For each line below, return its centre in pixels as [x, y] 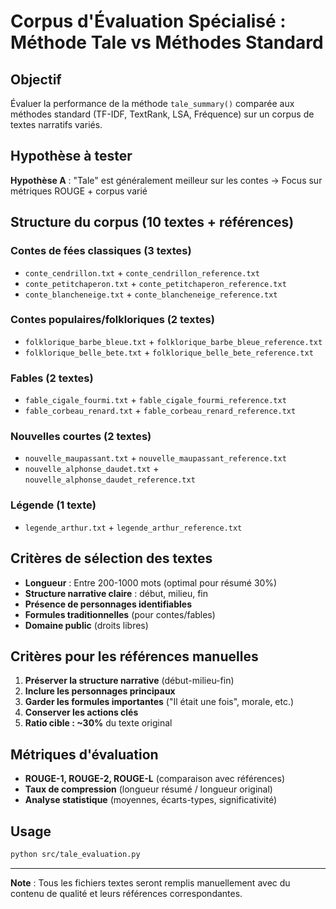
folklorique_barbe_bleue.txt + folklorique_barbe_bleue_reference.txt [173, 341]
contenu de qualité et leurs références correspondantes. [126, 893]
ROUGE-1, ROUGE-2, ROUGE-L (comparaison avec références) [155, 779]
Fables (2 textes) [52, 378]
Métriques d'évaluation [84, 754]
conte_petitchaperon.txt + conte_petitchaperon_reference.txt [155, 283]
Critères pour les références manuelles [134, 656]
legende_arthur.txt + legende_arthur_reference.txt [133, 527]
